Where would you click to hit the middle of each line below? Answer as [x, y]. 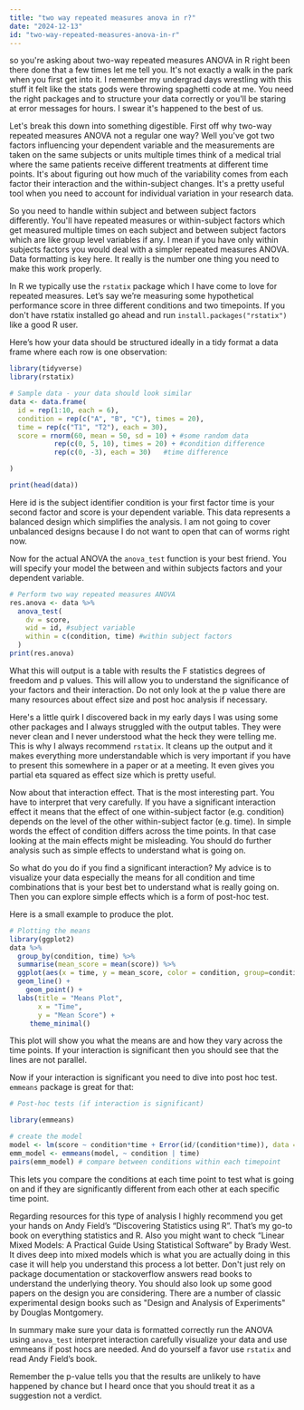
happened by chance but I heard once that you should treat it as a [132, 1386]
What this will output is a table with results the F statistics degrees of [138, 671]
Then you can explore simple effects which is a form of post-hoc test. [139, 896]
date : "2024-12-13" [46, 26]
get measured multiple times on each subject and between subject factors [148, 230]
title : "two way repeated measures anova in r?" [103, 18]
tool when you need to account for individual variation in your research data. [152, 193]
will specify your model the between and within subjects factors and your [146, 568]
